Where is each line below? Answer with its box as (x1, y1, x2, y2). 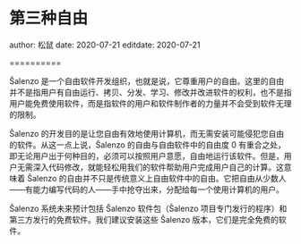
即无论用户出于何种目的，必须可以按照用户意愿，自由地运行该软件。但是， (9, 150, 284, 161)
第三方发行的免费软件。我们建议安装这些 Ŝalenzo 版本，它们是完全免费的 (9, 214, 279, 224)
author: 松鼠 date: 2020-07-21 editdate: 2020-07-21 (9, 39, 201, 50)
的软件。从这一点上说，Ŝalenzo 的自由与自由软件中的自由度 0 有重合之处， (9, 139, 287, 150)
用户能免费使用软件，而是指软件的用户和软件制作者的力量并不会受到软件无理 (9, 97, 292, 108)
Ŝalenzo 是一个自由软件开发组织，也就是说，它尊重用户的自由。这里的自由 (9, 75, 285, 86)
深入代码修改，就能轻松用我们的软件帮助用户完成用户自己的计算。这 (32, 162, 284, 172)
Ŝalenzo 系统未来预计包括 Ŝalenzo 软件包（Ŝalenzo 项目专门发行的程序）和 (9, 203, 288, 214)
